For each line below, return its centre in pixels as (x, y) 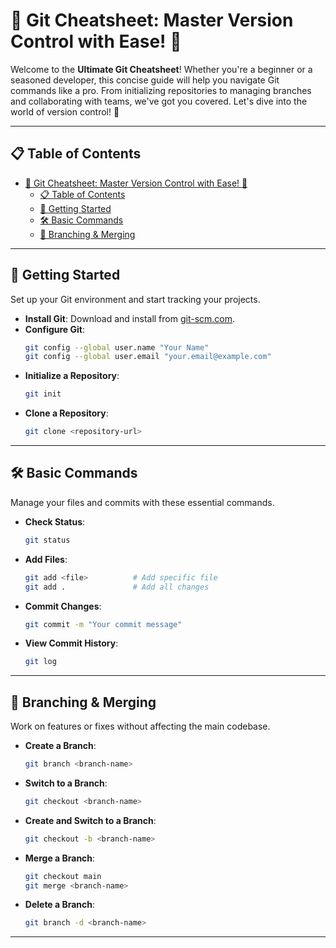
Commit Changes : (63, 606)
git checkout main (63, 876)
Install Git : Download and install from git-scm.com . (130, 318)
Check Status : (55, 521)
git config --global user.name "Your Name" (117, 347)
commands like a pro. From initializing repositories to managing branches (161, 90)
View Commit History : (71, 643)
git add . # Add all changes (117, 587)
